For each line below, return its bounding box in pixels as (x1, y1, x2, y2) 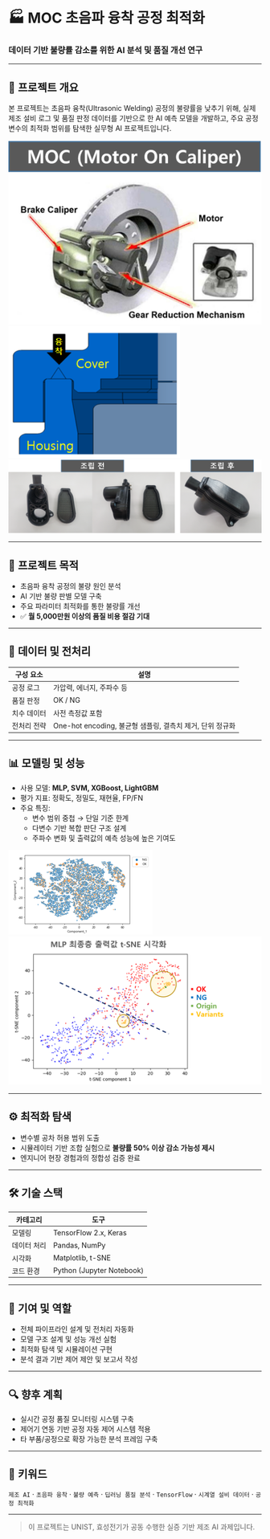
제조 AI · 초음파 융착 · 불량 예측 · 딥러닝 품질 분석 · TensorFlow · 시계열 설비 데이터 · (8, 1489, 255, 1499)
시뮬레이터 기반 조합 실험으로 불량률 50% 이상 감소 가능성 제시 (19, 1143, 215, 1153)
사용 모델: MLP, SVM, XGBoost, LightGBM (19, 782, 159, 793)
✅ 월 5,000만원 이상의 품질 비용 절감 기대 (19, 611, 150, 621)
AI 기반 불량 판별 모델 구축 (19, 591, 102, 601)
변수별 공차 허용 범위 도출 (19, 1133, 100, 1142)
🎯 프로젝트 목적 (8, 558, 79, 572)
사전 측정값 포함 (53, 708, 103, 717)
